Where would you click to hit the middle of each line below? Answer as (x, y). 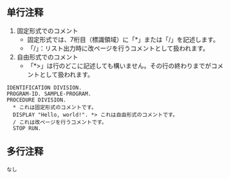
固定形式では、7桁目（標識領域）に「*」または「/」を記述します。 (123, 39)
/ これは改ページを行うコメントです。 (60, 122)
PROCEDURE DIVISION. (37, 100)
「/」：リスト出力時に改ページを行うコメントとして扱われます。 (118, 48)
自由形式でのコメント (47, 57)
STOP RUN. (27, 128)
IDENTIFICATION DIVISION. (44, 87)
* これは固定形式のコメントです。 (55, 107)
